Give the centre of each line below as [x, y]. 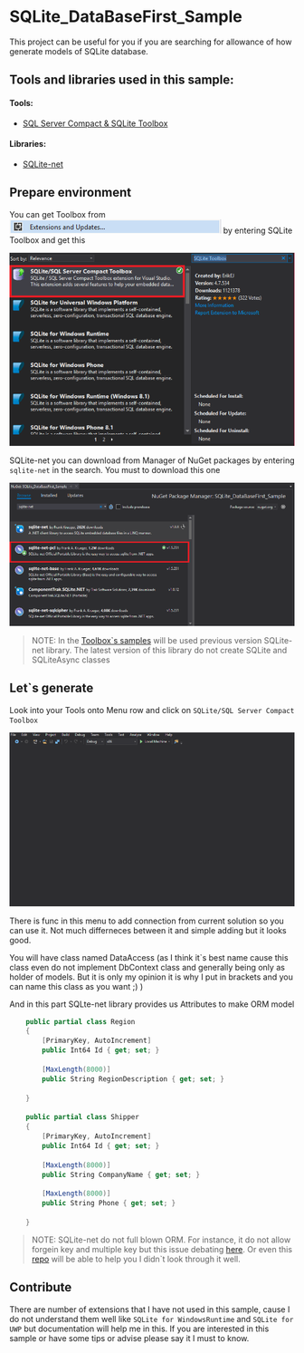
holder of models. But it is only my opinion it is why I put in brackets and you [152, 977]
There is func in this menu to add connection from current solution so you [147, 921]
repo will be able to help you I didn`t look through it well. [136, 1259]
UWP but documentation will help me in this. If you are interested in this [139, 1329]
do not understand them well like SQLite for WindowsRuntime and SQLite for [152, 1319]
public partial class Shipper [83, 1117]
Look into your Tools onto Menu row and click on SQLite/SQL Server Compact [152, 710]
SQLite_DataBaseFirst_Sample [126, 17]
